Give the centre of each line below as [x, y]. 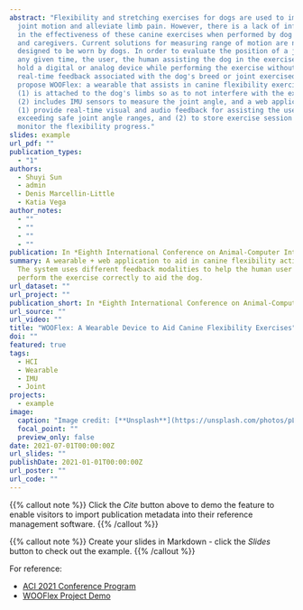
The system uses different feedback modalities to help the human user [155, 270]
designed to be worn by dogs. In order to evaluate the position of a [153, 51]
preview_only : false [56, 437]
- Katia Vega [42, 203]
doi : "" [24, 337]
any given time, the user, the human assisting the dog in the [138, 60]
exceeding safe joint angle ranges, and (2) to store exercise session [155, 118]
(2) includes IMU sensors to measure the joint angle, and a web [143, 102]
